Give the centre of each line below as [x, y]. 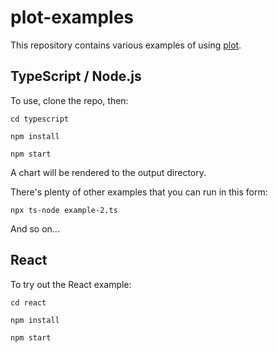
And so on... [35, 228]
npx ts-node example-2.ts [64, 210]
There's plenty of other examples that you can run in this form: [139, 192]
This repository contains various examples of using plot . [126, 45]
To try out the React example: [71, 284]
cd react [28, 302]
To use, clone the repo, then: [69, 100]
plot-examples [72, 17]
